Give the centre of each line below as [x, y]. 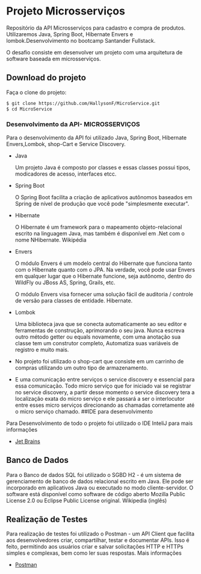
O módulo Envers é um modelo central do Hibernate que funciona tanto [104, 263]
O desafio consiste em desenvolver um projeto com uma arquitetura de [94, 52]
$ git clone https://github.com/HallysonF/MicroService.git [83, 103]
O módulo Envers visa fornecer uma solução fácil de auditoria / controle [104, 294]
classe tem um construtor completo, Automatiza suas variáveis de [97, 343]
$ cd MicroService [29, 109]
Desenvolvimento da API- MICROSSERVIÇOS [73, 124]
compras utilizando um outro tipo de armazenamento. [82, 368]
